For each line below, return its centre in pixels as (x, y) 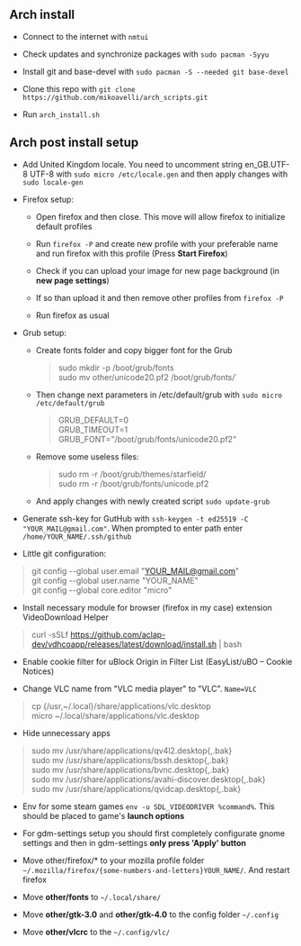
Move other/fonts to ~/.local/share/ (92, 896)
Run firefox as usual (72, 315)
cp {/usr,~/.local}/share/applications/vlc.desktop (121, 705)
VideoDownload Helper (66, 617)
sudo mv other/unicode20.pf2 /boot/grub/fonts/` (148, 377)
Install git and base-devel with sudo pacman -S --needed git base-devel (155, 71)
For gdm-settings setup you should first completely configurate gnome (154, 833)
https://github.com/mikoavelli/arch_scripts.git (115, 97)
